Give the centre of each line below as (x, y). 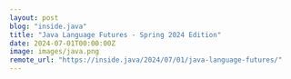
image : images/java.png (55, 52)
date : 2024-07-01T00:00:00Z (63, 43)
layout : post (34, 18)
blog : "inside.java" (49, 26)
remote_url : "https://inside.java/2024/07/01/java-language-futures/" (146, 60)
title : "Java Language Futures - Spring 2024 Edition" (115, 35)
